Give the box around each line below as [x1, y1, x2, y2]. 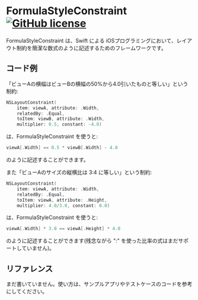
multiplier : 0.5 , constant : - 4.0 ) [17, 121, 102, 128]
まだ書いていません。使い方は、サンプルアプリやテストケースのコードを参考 [6, 280, 193, 288]
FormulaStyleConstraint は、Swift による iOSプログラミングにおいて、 [6, 37, 177, 44]
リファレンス [6, 263, 53, 273]
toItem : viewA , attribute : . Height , [17, 197, 108, 203]
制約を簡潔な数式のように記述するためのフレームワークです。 [16, 44, 167, 51]
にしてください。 [6, 288, 48, 295]
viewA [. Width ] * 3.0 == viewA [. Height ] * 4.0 [6, 226, 120, 232]
